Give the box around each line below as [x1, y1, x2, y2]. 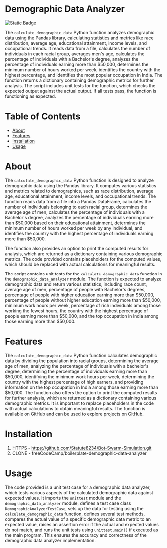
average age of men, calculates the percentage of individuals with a [5, 209, 145, 215]
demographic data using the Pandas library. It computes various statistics [5, 182, 157, 188]
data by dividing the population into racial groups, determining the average [5, 358, 159, 364]
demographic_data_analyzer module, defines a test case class [5, 500, 131, 506]
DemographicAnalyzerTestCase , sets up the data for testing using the [5, 505, 144, 511]
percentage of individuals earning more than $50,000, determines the [5, 61, 149, 67]
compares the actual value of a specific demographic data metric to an [5, 516, 151, 522]
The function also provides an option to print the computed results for [5, 245, 149, 251]
